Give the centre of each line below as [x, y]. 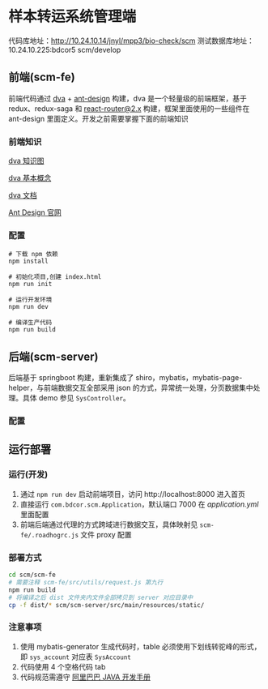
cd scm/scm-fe [32, 575]
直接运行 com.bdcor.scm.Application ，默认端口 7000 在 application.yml [139, 504]
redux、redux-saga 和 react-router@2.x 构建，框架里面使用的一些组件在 [129, 108]
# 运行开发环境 [30, 300]
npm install [28, 261]
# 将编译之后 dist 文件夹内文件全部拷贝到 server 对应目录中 [101, 597]
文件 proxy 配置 [106, 534]
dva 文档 [23, 195]
